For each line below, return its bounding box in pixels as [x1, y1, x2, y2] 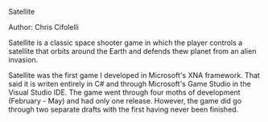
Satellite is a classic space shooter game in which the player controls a [8, 38, 243, 47]
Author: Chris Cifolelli [8, 22, 79, 31]
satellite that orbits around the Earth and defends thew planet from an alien [8, 47, 257, 55]
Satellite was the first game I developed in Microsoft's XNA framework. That [8, 71, 260, 79]
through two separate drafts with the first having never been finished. [8, 104, 239, 114]
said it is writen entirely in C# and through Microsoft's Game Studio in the [8, 79, 251, 88]
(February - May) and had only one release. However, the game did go [8, 96, 242, 105]
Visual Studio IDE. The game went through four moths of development [8, 87, 241, 97]
